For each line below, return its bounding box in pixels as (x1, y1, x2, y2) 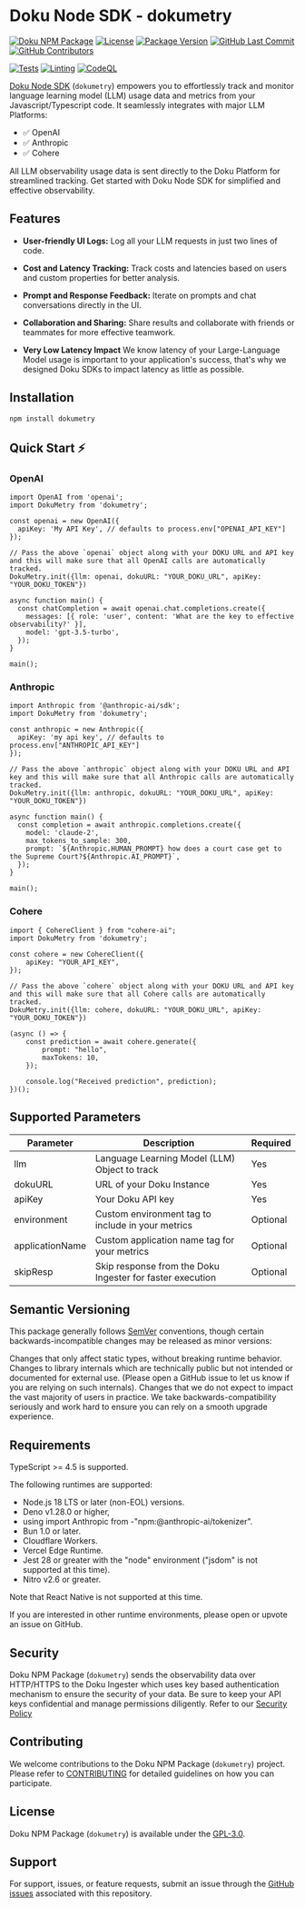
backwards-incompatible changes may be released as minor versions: (9, 1336, 272, 1347)
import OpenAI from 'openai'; (9, 492, 124, 502)
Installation (9, 390, 74, 405)
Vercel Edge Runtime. (22, 1545, 104, 1556)
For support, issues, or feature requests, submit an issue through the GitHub (9, 1878, 295, 1890)
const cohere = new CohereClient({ (9, 949, 144, 959)
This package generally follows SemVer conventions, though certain (9, 1326, 265, 1337)
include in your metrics (94, 1218, 193, 1231)
